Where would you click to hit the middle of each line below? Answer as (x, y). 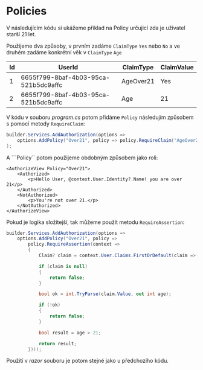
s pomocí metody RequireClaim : (46, 123)
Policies (27, 11)
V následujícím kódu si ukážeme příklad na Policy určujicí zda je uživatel (96, 28)
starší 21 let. (21, 34)
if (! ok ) (50, 305)
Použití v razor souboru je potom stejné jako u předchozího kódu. (88, 361)
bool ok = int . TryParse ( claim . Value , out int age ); (105, 294)
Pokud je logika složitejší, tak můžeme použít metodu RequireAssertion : (95, 222)
